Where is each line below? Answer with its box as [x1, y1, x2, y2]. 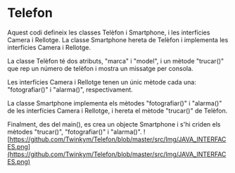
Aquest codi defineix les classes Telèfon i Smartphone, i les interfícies [7, 28, 210, 37]
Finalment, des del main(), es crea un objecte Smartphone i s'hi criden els [7, 120, 221, 128]
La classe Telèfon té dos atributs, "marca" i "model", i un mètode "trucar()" [7, 56, 224, 65]
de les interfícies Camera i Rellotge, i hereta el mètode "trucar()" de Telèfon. [7, 106, 228, 115]
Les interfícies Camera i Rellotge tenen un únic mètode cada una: [7, 77, 197, 86]
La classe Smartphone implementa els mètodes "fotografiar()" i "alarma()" [7, 98, 222, 107]
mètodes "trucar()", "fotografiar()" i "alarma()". [7, 127, 142, 136]
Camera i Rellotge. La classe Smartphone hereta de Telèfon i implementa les [7, 35, 229, 44]
